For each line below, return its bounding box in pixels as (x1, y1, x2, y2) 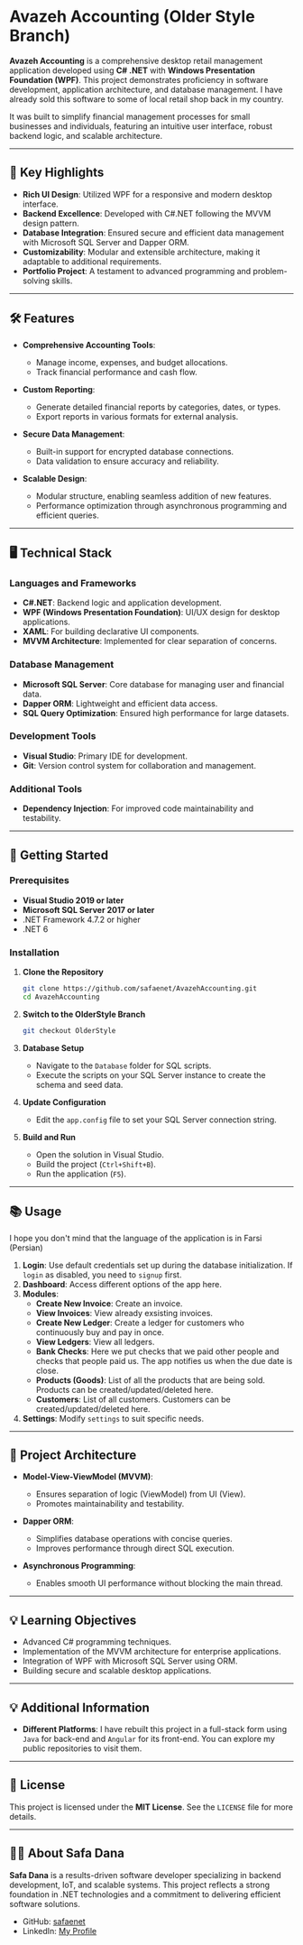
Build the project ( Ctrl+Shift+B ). (35, 1158, 156, 1169)
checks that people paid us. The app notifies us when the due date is (35, 1355, 293, 1366)
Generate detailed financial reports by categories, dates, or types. (35, 401, 281, 412)
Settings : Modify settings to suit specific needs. (22, 1413, 205, 1424)
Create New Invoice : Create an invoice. (35, 1297, 183, 1309)
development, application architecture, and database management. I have (9, 84, 283, 95)
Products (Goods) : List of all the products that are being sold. (35, 1374, 266, 1386)
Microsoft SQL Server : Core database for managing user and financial (22, 678, 285, 689)
